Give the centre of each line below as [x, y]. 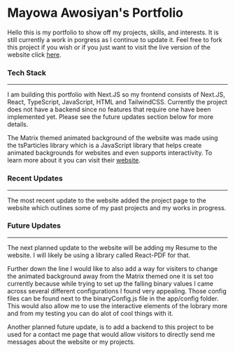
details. [18, 125]
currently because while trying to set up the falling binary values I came [111, 283]
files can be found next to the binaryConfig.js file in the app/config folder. [113, 298]
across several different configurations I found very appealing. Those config [117, 291]
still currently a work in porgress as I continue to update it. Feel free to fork [115, 39]
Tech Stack [27, 73]
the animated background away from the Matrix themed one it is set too [111, 276]
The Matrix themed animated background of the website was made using [113, 138]
